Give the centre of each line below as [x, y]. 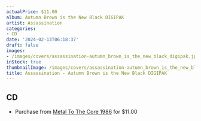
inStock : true [24, 62]
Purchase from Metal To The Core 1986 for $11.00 [76, 112]
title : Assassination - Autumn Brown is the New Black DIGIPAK [87, 73]
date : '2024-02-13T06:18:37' [42, 40]
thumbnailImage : [26, 67]
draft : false [22, 46]
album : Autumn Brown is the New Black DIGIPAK [65, 17]
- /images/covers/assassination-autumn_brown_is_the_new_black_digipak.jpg [103, 56]
